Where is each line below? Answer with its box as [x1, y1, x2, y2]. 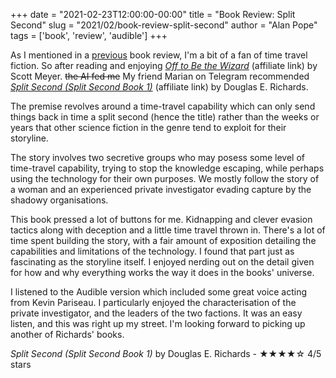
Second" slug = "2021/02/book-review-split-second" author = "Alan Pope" [10, 19, 318, 31]
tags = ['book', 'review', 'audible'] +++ [10, 30, 168, 41]
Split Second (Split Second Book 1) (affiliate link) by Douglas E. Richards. [10, 81, 309, 93]
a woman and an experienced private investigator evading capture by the [10, 184, 312, 195]
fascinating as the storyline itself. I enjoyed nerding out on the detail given [10, 256, 315, 268]
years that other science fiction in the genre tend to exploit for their [10, 122, 287, 133]
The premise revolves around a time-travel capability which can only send [10, 100, 316, 112]
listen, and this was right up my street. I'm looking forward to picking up [10, 318, 306, 329]
